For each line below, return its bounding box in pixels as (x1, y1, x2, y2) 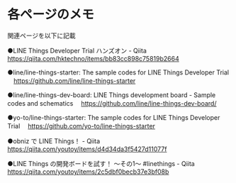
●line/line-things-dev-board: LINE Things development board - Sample (7, 90, 216, 99)
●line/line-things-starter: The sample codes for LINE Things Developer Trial (7, 68, 229, 77)
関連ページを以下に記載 (7, 31, 76, 40)
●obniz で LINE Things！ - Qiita (7, 136, 101, 145)
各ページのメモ (7, 6, 94, 23)
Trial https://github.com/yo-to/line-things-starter (7, 121, 156, 130)
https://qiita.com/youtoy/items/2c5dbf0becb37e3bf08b (7, 167, 169, 176)
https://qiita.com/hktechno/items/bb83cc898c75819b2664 (7, 54, 179, 62)
